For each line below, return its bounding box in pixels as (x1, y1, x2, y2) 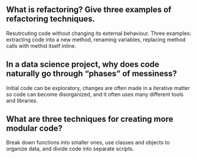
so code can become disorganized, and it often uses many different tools (6, 91, 184, 98)
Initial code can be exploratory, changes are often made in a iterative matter (6, 84, 191, 91)
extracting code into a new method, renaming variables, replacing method (6, 36, 186, 43)
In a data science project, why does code (6, 59, 159, 70)
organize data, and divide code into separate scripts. (6, 145, 134, 153)
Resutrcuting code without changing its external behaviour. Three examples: (6, 30, 192, 37)
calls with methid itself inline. (6, 42, 77, 49)
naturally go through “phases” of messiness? (6, 69, 177, 79)
